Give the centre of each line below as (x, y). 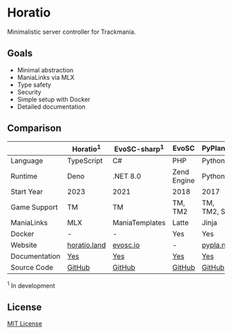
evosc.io (126, 244)
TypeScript (85, 160)
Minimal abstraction (45, 70)
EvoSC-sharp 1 (139, 148)
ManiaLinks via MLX (46, 77)
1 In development (31, 285)
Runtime (24, 176)
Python (213, 160)
